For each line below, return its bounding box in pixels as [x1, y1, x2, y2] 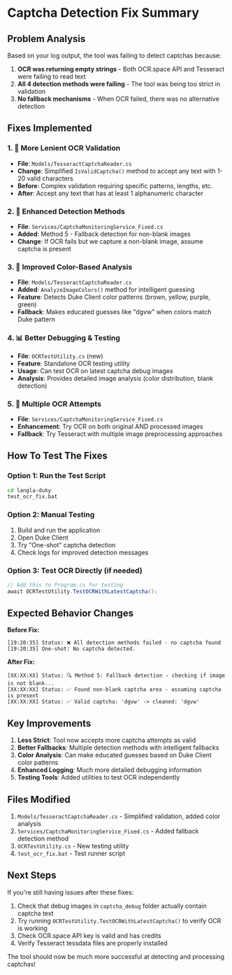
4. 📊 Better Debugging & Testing [7, 333, 121, 343]
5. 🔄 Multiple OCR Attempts [7, 399, 101, 409]
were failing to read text [17, 72, 86, 80]
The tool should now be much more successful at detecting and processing [7, 952, 225, 960]
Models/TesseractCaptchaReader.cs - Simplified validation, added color [17, 812, 221, 820]
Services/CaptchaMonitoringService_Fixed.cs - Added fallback [17, 827, 199, 836]
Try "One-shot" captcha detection [17, 540, 116, 549]
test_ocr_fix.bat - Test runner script [17, 849, 126, 858]
